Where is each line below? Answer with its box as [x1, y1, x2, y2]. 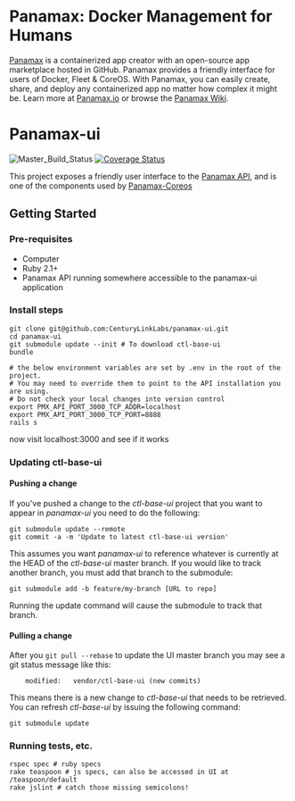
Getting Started [9, 206, 97, 221]
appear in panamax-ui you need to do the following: [9, 507, 201, 518]
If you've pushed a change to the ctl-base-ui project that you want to [9, 497, 263, 508]
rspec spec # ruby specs [9, 760, 102, 769]
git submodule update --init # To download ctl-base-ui [9, 339, 221, 349]
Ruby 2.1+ [21, 263, 59, 273]
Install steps [9, 304, 64, 316]
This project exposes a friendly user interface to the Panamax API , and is [9, 171, 277, 181]
